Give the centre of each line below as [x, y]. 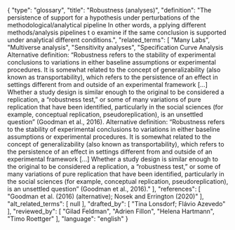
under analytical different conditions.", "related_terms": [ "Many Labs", [109, 40]
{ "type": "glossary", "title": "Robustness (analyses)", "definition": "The [109, 10]
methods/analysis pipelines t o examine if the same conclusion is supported [117, 32]
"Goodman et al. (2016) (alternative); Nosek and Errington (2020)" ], [106, 196]
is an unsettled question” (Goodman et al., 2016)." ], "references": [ [104, 189]
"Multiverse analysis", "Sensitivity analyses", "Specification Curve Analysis [115, 47]
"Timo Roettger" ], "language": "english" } [68, 219]
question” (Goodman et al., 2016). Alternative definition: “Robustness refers [116, 122]
